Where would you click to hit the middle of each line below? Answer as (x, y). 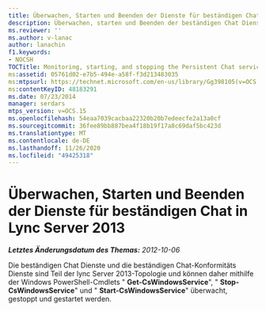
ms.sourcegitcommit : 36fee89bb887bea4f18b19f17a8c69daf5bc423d (115, 126)
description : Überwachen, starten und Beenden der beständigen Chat (123, 23)
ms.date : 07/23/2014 (42, 97)
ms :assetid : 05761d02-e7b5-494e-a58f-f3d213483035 (93, 74)
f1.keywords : (30, 52)
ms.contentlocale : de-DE (49, 140)
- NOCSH (21, 60)
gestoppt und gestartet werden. (60, 299)
